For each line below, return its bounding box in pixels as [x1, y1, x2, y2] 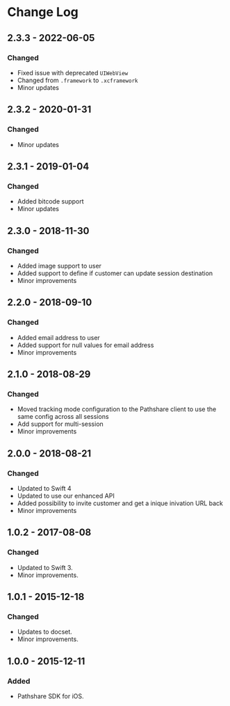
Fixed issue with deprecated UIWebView [17, 68, 129, 77]
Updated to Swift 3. [17, 563, 73, 571]
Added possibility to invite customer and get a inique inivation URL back [17, 499, 224, 507]
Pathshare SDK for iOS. [17, 692, 85, 700]
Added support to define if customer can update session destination [17, 269, 213, 277]
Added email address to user [17, 333, 101, 342]
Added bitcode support [17, 197, 85, 206]
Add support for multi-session [17, 420, 104, 429]
